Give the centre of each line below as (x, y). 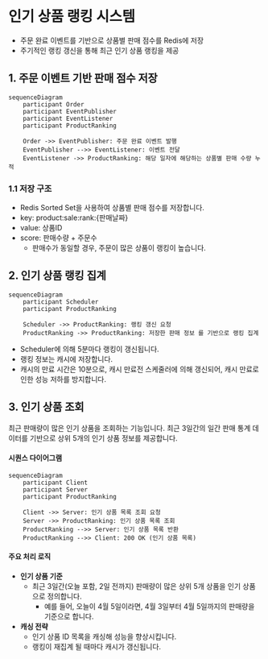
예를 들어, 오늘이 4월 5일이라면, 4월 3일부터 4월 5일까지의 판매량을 (149, 607)
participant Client (56, 483)
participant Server (56, 489)
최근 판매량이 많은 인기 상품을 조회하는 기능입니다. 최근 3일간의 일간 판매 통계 (130, 428)
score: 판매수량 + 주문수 (59, 238)
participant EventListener (68, 118)
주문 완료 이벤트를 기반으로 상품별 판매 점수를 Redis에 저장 (111, 40)
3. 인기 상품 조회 (46, 407)
